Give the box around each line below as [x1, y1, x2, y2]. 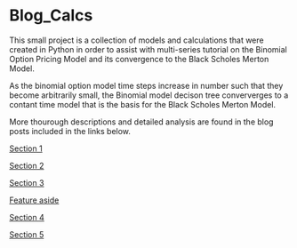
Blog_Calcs [9, 5, 93, 26]
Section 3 [9, 177, 44, 188]
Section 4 [9, 212, 44, 222]
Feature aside [9, 195, 60, 205]
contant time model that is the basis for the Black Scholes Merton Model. [9, 99, 277, 109]
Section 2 [9, 160, 44, 171]
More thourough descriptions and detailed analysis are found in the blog [9, 116, 274, 127]
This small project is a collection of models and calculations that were [9, 35, 264, 45]
